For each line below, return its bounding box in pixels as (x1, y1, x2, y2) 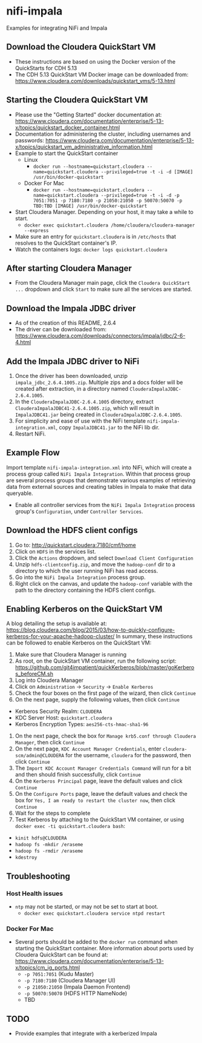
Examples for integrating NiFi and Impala (6, 24, 108, 31)
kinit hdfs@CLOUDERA (15, 835, 67, 841)
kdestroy (15, 855, 37, 861)
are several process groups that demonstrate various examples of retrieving (6, 477, 195, 484)
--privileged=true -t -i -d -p (100, 192, 180, 198)
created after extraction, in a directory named (15, 385, 129, 392)
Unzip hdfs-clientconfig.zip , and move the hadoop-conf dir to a (15, 560, 175, 568)
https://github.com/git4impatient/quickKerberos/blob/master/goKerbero (15, 664, 195, 671)
